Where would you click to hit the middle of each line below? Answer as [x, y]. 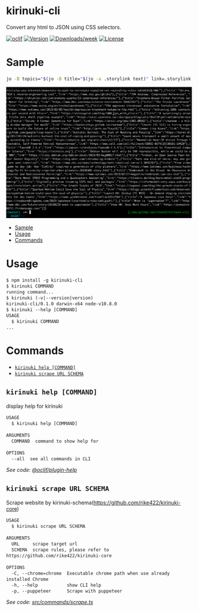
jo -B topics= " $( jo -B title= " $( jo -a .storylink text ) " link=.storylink [99, 79]
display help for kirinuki [34, 406]
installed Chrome [27, 579]
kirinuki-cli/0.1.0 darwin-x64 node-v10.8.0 [62, 304]
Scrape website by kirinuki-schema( [50, 503]
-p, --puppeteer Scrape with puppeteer [67, 591]
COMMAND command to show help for [55, 441]
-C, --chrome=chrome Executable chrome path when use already [90, 573]
